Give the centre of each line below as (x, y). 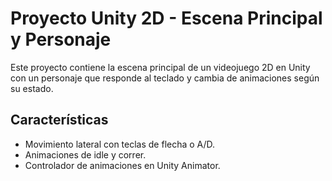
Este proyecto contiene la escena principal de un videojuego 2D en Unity (160, 67)
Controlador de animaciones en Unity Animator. (122, 165)
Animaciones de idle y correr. (85, 154)
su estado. (32, 88)
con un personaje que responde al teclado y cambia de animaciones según (165, 78)
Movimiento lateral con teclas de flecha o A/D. (120, 144)
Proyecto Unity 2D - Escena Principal (166, 18)
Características (59, 120)
